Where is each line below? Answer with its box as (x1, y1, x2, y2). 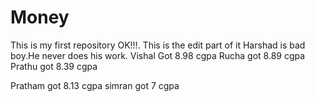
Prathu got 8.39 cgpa (10, 60, 98, 72)
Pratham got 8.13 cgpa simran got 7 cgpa (10, 79, 180, 91)
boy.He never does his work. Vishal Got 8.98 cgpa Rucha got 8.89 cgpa (10, 49, 306, 61)
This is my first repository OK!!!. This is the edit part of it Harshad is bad (10, 39, 306, 51)
